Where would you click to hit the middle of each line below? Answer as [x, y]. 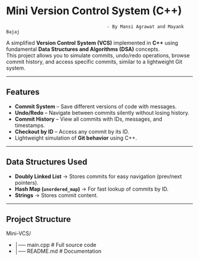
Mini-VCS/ [19, 233]
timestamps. [30, 125]
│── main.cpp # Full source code [55, 245]
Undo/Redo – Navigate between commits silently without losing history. [102, 112]
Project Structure [38, 219]
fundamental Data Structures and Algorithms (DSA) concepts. [83, 49]
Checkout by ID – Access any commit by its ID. [72, 131]
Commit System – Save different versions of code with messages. [96, 106]
